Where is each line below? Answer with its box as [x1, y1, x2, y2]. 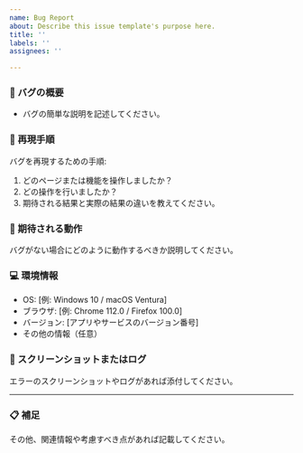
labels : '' [9, 38, 50, 48]
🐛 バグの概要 [9, 87, 65, 99]
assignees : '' [9, 47, 63, 56]
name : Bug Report [9, 13, 75, 23]
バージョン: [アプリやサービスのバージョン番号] [22, 317, 199, 328]
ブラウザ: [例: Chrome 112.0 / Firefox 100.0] [22, 306, 183, 316]
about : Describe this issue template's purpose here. [9, 22, 216, 31]
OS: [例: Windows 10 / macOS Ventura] [22, 295, 168, 306]
